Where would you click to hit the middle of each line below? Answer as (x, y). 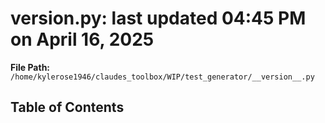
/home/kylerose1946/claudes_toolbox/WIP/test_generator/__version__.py (162, 77)
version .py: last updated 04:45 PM (158, 18)
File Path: (30, 67)
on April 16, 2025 (82, 39)
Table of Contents (67, 107)
